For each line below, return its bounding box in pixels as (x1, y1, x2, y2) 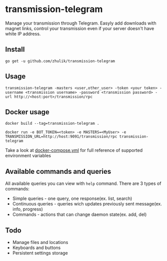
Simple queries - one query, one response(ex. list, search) (12, 195, 132, 201)
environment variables (5, 153, 51, 159)
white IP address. (5, 31, 41, 37)
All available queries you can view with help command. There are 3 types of (5, 180, 161, 186)
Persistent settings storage (12, 250, 68, 256)
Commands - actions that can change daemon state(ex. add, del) (12, 211, 147, 217)
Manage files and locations (12, 239, 68, 245)
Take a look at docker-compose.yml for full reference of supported (5, 147, 143, 153)
